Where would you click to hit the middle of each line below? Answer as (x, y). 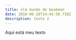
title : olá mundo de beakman (35, 10)
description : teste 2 (27, 19)
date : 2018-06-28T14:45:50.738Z (38, 14)
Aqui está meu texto (25, 33)
